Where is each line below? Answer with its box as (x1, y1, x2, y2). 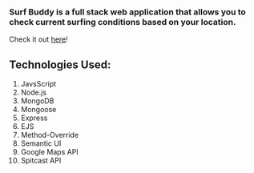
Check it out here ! (9, 34, 69, 44)
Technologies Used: (9, 58, 111, 71)
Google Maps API (20, 147, 79, 157)
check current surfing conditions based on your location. (9, 16, 236, 27)
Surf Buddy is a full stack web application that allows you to (9, 6, 247, 18)
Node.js (20, 87, 47, 98)
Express (20, 113, 48, 123)
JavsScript (20, 79, 57, 89)
